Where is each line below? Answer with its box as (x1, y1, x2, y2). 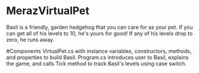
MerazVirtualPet (6, 4, 89, 18)
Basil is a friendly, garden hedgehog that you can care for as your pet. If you (6, 24, 193, 31)
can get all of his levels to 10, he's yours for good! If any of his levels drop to (6, 29, 193, 36)
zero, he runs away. (6, 36, 55, 43)
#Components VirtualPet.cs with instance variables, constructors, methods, (6, 47, 192, 54)
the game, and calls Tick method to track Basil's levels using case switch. (6, 60, 186, 67)
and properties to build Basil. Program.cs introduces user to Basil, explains (6, 54, 189, 61)
